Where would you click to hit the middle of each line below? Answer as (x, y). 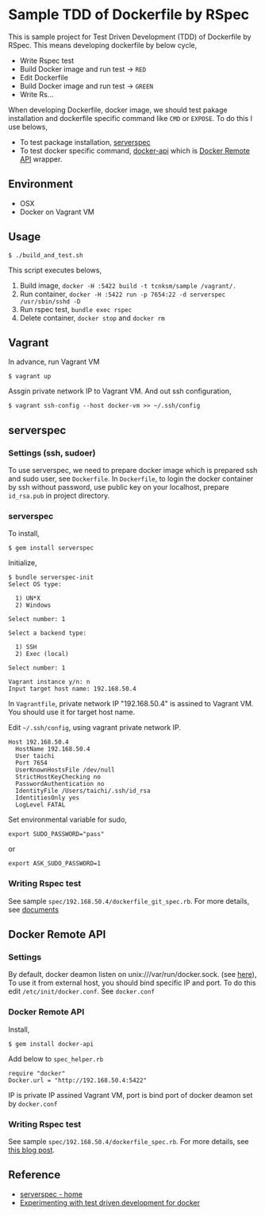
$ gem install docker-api (51, 1044)
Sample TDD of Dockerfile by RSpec (129, 15)
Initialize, (23, 563)
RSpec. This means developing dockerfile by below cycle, (103, 45)
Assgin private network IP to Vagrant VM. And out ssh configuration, (120, 391)
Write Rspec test (47, 61)
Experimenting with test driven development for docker (110, 1202)
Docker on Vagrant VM (57, 212)
